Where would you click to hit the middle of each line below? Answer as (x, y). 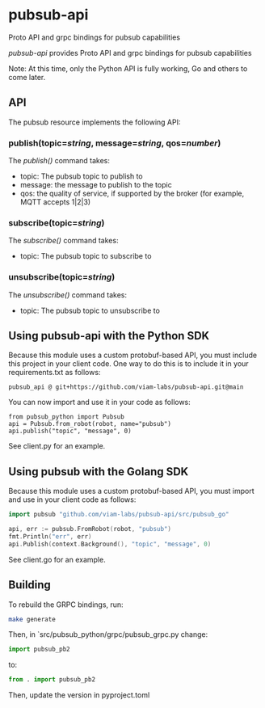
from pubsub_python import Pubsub (67, 417)
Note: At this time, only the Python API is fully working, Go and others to (128, 68)
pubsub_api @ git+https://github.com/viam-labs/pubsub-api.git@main (126, 387)
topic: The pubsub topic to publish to (81, 176)
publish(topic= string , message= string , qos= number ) (115, 143)
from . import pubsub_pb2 (52, 680)
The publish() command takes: (59, 161)
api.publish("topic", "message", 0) (70, 431)
